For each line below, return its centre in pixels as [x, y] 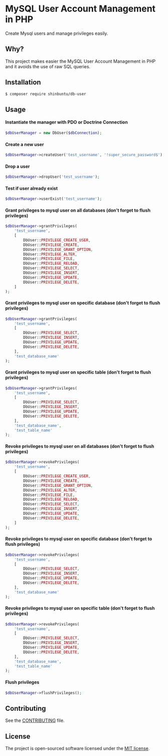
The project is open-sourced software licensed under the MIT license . [77, 748]
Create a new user [25, 144]
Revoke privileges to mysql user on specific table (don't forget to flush [80, 608]
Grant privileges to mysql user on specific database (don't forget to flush [83, 303]
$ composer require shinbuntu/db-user [46, 94]
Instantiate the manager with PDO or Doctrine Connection [66, 122]
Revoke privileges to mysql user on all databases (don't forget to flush [80, 446]
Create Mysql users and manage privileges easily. [57, 33]
